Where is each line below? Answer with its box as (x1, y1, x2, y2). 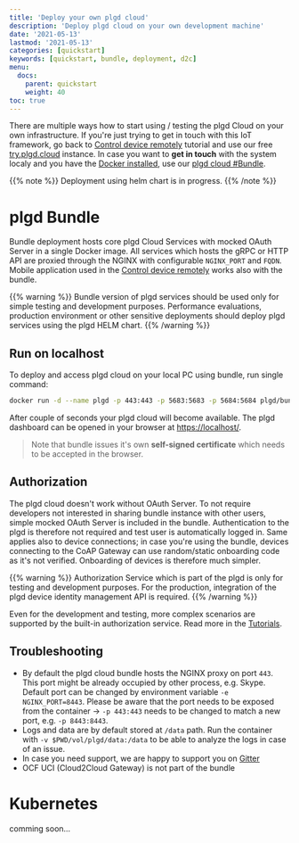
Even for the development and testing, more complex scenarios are (9, 608, 256, 619)
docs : (17, 71, 38, 80)
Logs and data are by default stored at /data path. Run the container (21, 724, 273, 735)
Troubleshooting (9, 644, 104, 659)
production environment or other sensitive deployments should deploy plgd (9, 310, 286, 321)
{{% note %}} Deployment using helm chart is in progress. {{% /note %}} (9, 176, 278, 186)
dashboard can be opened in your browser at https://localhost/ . (9, 422, 242, 433)
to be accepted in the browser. (30, 449, 144, 459)
